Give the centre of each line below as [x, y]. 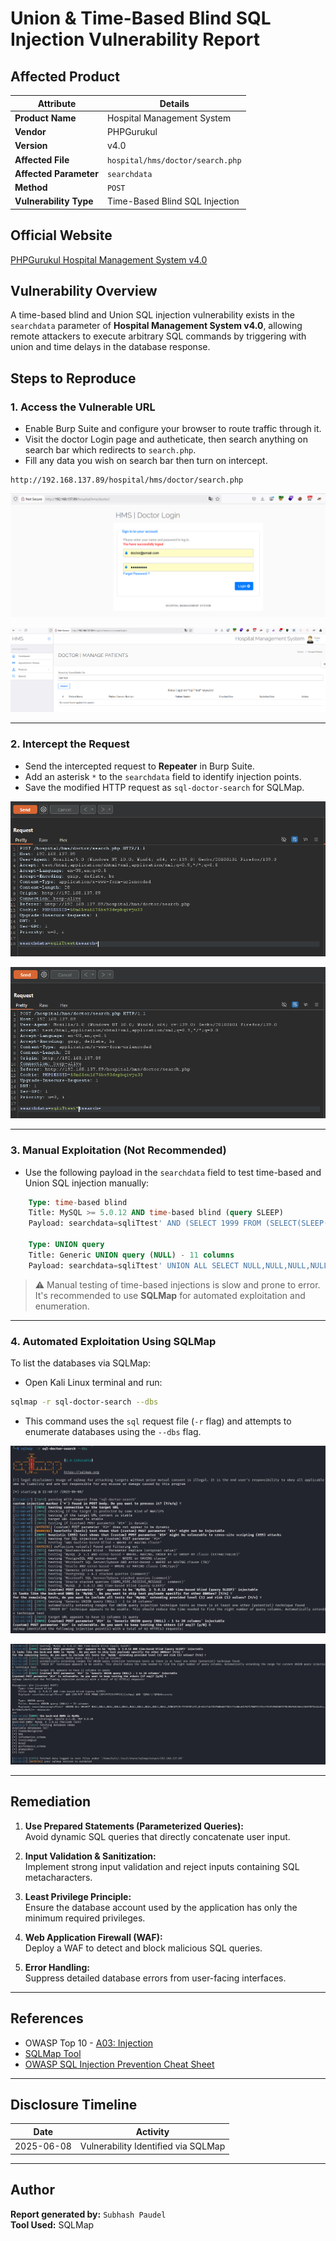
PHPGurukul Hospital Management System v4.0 [109, 259]
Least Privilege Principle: [78, 1896]
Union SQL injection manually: [87, 1183]
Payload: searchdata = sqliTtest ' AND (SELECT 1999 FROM [145, 1223]
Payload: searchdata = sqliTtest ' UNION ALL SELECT [134, 1265]
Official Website [61, 235]
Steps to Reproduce [73, 378]
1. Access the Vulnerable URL [83, 407]
